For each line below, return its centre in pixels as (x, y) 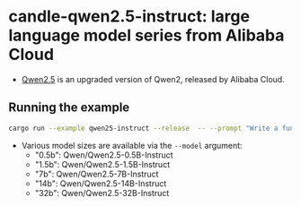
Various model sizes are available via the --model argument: (132, 145)
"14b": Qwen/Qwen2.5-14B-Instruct (101, 183)
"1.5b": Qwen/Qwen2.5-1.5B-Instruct (102, 164)
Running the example (69, 108)
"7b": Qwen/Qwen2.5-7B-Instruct (97, 174)
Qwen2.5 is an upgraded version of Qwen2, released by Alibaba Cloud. (153, 79)
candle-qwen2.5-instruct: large (129, 17)
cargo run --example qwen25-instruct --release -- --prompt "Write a (143, 128)
